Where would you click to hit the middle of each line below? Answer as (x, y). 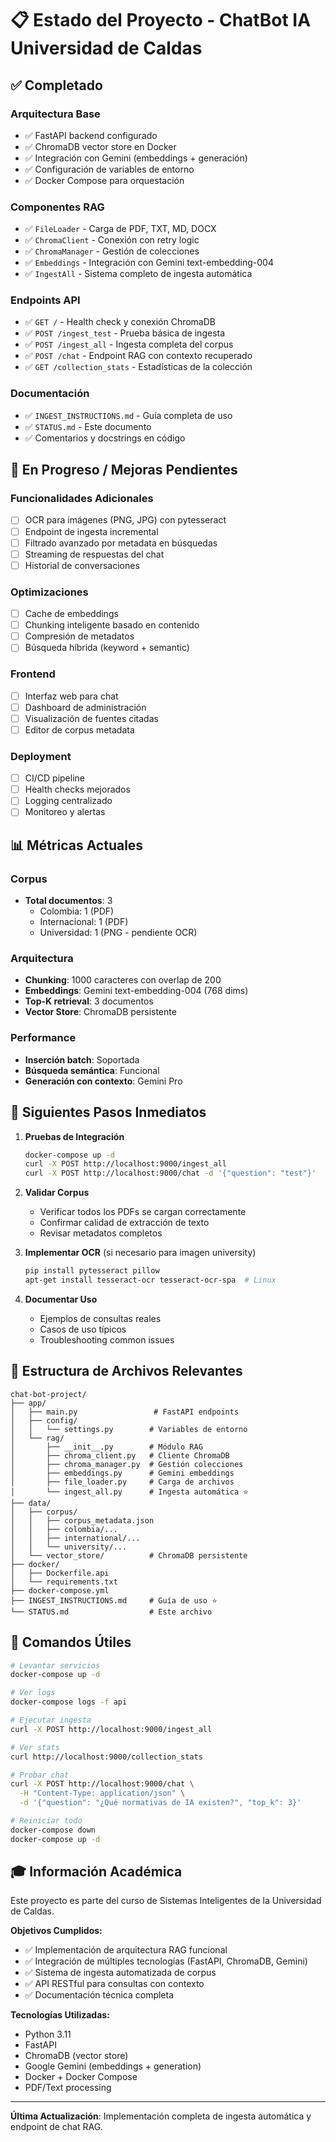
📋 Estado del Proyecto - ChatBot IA (161, 20)
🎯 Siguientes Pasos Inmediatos (108, 1112)
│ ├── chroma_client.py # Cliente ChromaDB (120, 1455)
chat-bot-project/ (48, 1394)
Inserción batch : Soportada (82, 1059)
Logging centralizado (68, 801)
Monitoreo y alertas (65, 812)
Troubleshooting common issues (107, 1339)
